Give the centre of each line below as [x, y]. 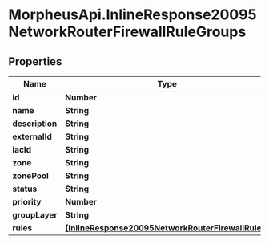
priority [27, 202]
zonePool [31, 176]
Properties [35, 61]
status [25, 189]
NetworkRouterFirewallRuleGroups [127, 32]
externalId [32, 136]
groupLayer [35, 215]
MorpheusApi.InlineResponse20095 [132, 15]
